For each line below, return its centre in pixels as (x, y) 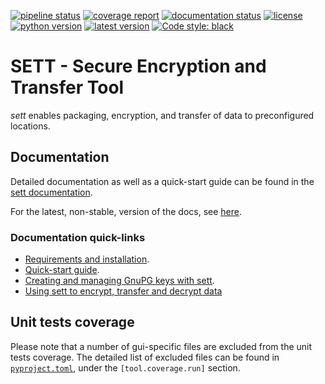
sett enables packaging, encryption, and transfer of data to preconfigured (162, 115)
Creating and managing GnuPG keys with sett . (119, 281)
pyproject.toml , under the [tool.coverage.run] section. (125, 367)
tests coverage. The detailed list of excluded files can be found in (145, 357)
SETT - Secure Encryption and (138, 66)
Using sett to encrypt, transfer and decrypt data (123, 291)
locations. (30, 126)
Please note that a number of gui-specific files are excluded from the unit (161, 346)
